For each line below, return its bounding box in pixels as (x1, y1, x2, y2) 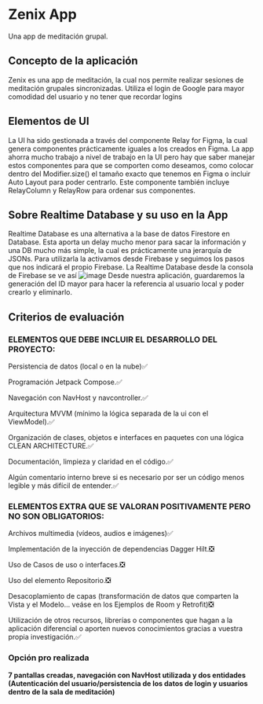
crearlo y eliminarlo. (8, 288, 73, 297)
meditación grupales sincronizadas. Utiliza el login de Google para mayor (8, 83, 245, 93)
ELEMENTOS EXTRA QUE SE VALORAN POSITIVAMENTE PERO (8, 500, 251, 511)
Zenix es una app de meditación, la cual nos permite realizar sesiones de (8, 75, 244, 84)
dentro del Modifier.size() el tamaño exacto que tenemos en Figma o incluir (8, 169, 251, 178)
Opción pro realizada (8, 652, 89, 663)
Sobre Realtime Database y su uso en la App (8, 208, 228, 222)
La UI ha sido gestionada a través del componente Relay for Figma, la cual (8, 135, 248, 145)
